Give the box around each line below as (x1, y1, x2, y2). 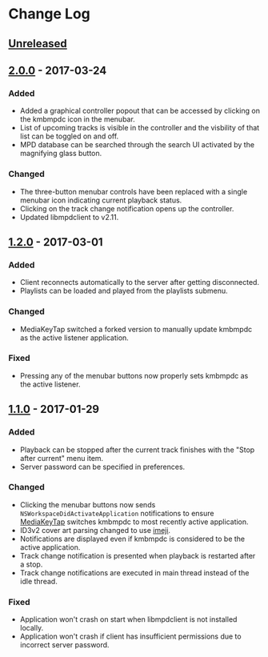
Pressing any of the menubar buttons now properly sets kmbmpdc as (19, 371, 249, 380)
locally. (19, 623, 44, 633)
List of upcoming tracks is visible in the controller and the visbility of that (19, 123, 260, 133)
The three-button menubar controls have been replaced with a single (19, 186, 248, 196)
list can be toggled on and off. (19, 131, 119, 141)
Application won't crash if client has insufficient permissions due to (19, 631, 242, 641)
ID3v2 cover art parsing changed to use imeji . (19, 525, 170, 535)
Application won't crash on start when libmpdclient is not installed (19, 615, 238, 624)
